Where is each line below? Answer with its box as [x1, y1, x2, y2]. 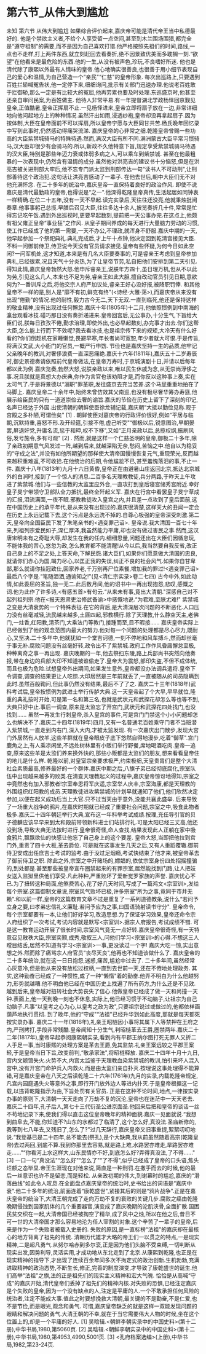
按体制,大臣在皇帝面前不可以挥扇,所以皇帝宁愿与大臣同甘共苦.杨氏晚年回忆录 [6, 119, 200, 127]
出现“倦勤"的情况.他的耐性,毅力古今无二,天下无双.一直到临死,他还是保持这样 [6, 296, 197, 303]
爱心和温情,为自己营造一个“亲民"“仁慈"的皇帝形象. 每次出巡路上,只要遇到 [17, 73, 200, 81]
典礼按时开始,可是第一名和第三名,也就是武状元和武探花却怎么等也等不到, [17, 695, 200, 703]
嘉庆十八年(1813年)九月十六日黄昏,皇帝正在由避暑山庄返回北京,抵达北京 [14, 465, 195, 472]
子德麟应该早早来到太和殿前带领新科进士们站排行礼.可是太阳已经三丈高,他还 [6, 818, 199, 825]
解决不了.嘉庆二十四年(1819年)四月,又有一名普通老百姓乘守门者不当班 [17, 718, 192, 726]
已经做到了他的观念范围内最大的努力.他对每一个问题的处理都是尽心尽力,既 [6, 626, 193, 634]
